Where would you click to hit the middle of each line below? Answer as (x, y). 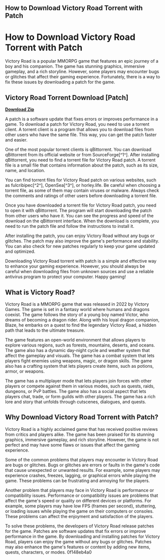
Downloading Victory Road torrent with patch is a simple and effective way (81, 261)
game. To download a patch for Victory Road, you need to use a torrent (77, 124)
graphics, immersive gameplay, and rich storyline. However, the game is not (82, 439)
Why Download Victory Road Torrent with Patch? (82, 417)
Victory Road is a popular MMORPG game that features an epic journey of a (82, 61)
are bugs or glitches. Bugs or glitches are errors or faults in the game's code (82, 465)
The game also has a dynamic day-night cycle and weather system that (78, 350)
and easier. (16, 140)
